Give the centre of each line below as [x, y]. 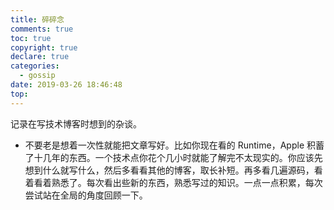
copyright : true [44, 47]
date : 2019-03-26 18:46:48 [66, 85]
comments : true [42, 29]
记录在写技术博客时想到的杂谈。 [76, 123]
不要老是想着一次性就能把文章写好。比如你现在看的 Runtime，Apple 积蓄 [174, 145]
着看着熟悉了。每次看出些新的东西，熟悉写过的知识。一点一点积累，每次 [173, 182]
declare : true [40, 57]
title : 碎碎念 [37, 19]
